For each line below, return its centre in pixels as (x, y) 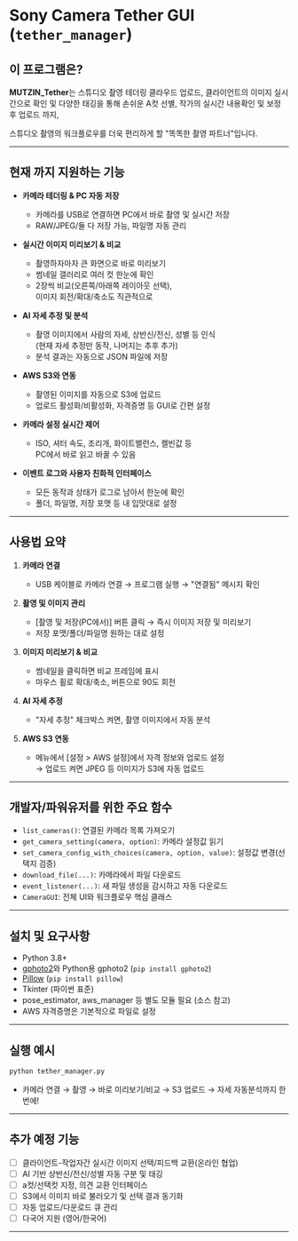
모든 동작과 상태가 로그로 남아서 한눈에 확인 (110, 492)
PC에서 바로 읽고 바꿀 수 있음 (86, 454)
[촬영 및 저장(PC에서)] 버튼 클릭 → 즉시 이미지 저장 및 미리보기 (143, 622)
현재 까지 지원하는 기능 (67, 173)
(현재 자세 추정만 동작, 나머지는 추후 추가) (107, 345)
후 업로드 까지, (34, 115)
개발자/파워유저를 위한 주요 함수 (91, 808)
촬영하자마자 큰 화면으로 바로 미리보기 (101, 263)
